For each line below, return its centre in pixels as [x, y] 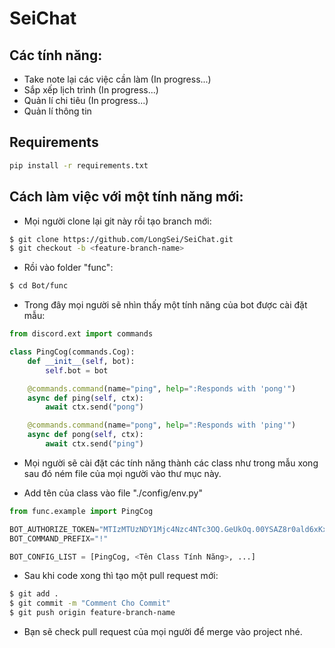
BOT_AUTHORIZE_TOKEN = [54, 529]
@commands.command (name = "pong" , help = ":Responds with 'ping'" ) [162, 425]
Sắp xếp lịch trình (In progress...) [91, 90]
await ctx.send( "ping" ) [94, 444]
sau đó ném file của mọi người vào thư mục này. [122, 473]
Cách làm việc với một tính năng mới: [126, 197]
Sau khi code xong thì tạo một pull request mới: [121, 576]
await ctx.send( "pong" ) [94, 407]
